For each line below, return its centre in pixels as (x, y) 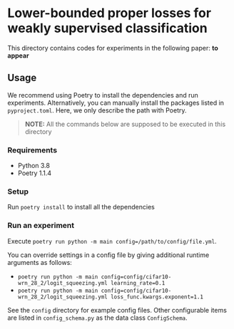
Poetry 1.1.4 (35, 173)
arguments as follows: (40, 262)
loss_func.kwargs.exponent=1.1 (157, 297)
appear (19, 56)
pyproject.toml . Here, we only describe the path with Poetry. (97, 110)
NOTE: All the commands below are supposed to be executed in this (125, 124)
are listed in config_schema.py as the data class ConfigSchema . (97, 318)
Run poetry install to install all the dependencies (81, 207)
